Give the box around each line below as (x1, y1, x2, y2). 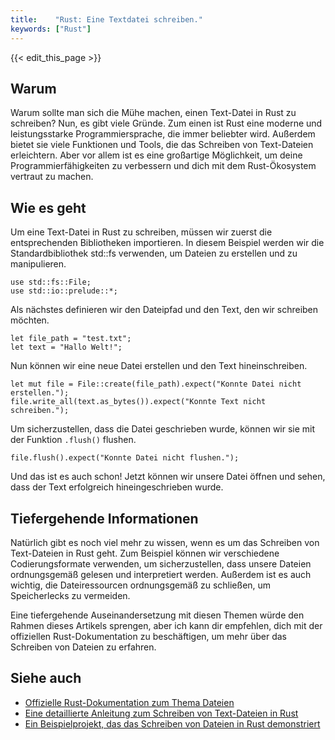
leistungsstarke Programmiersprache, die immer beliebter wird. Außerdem (10, 128, 316, 140)
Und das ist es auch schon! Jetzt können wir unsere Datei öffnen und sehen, (10, 471, 326, 483)
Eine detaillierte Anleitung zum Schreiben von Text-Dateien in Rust (24, 707, 299, 719)
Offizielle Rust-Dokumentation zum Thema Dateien (24, 696, 235, 708)
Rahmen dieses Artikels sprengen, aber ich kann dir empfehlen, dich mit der (10, 619, 323, 631)
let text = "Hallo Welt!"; (10, 342, 123, 353)
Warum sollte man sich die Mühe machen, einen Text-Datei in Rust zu (10, 107, 297, 119)
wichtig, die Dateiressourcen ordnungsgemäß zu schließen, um (10, 579, 272, 591)
